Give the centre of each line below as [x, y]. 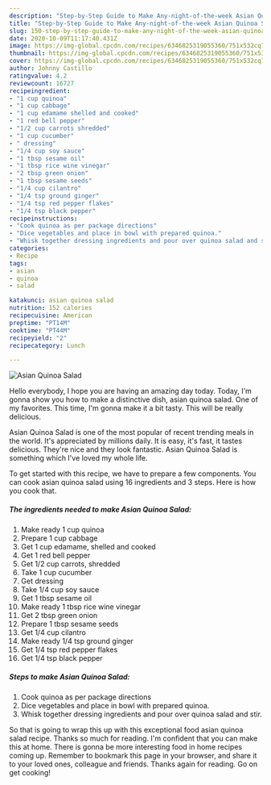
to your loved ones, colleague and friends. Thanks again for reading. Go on [133, 764]
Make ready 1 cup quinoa [62, 530]
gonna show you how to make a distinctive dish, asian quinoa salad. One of [133, 399]
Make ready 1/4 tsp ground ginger [77, 641]
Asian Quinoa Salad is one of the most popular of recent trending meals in [131, 432]
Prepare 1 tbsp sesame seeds [70, 624]
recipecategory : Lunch [47, 345]
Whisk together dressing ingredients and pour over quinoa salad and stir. [141, 714]
